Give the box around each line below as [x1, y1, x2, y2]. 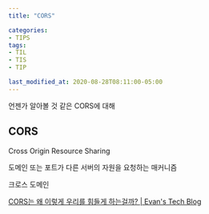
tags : [8, 41, 26, 49]
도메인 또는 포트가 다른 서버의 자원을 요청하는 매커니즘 [8, 162, 178, 172]
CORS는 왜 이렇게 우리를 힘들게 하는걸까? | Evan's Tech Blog [8, 196, 202, 206]
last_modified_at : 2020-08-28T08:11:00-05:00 [8, 78, 163, 86]
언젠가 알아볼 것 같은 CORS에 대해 [8, 101, 116, 111]
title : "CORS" [8, 11, 56, 20]
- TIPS [8, 34, 30, 42]
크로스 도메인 [8, 180, 50, 189]
